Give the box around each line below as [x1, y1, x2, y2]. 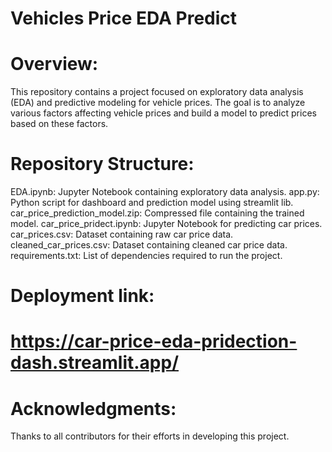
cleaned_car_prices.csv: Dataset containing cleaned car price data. [10, 239, 288, 251]
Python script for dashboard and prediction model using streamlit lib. [10, 197, 294, 209]
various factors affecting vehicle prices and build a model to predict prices [10, 107, 317, 119]
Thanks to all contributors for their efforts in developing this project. [10, 430, 290, 442]
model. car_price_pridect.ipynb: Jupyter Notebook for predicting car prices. [10, 218, 323, 230]
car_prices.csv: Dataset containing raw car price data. [10, 228, 234, 241]
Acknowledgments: [10, 397, 177, 420]
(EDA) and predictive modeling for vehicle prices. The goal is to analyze [10, 97, 306, 109]
